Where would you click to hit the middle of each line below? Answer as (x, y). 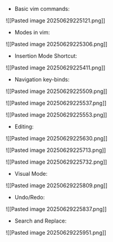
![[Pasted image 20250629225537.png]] (56, 103)
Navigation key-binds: (42, 79)
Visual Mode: (31, 174)
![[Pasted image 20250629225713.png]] (56, 150)
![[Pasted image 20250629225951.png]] (56, 233)
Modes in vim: (32, 32)
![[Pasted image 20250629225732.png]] (56, 162)
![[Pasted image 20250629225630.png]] (56, 138)
